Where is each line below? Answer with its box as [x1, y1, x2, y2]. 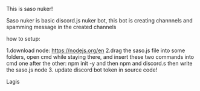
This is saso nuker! [6, 5, 53, 12]
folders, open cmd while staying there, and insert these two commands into [6, 53, 195, 60]
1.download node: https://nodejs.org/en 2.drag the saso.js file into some [6, 47, 185, 54]
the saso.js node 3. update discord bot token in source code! [6, 66, 158, 73]
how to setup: [6, 35, 40, 42]
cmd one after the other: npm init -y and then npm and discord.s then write [6, 60, 193, 67]
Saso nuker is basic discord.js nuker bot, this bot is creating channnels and [6, 17, 193, 24]
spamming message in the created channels [6, 24, 117, 30]
